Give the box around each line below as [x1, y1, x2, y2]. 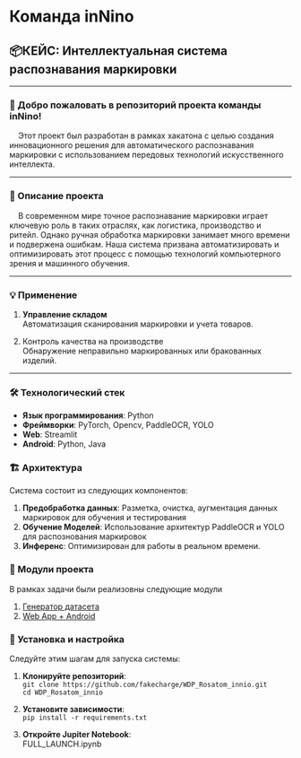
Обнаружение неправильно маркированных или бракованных [21, 345, 262, 356]
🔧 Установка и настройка [9, 632, 125, 645]
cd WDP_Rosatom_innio [21, 688, 103, 697]
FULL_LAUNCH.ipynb [21, 738, 102, 750]
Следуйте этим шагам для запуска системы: [9, 653, 181, 665]
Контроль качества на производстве [21, 335, 164, 346]
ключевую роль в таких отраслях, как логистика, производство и [9, 220, 262, 231]
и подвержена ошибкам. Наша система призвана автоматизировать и [9, 239, 279, 249]
